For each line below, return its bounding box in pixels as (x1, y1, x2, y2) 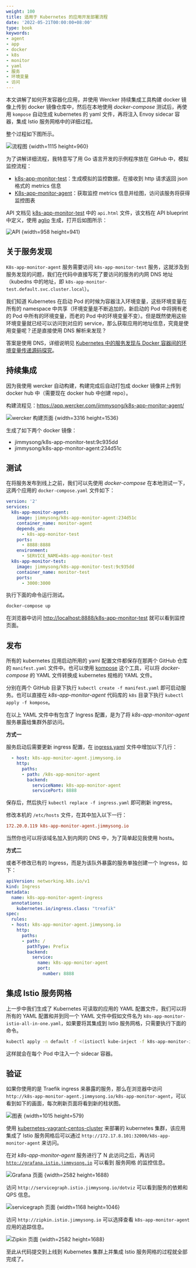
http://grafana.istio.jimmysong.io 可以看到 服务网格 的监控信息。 (6, 1159, 169, 1166)
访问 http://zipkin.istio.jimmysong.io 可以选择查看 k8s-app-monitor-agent (6, 1216, 190, 1223)
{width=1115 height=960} (28, 143, 89, 150)
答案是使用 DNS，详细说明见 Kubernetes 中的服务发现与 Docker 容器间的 (6, 339, 182, 346)
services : (6, 504, 30, 510)
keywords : (6, 30, 30, 36)
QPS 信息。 (6, 1191, 34, 1198)
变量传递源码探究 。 (10, 346, 57, 354)
